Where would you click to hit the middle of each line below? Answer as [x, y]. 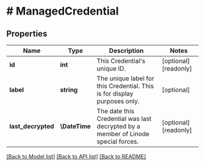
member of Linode [123, 134]
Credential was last [124, 119]
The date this [116, 111]
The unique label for [125, 78]
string [69, 90]
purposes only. [118, 101]
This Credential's [121, 61]
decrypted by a [118, 126]
